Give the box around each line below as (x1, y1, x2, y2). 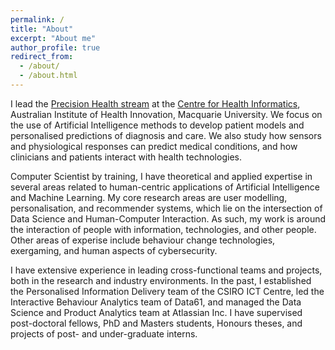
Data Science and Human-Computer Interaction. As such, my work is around (10, 212, 327, 225)
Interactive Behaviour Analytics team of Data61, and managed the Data (10, 296, 302, 308)
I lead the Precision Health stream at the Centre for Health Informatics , (10, 97, 301, 110)
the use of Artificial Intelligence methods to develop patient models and (10, 119, 305, 131)
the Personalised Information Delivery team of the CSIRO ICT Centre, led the (10, 285, 325, 297)
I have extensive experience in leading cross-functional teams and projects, (10, 264, 323, 276)
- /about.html (19, 71, 78, 81)
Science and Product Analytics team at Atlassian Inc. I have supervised (10, 306, 303, 318)
